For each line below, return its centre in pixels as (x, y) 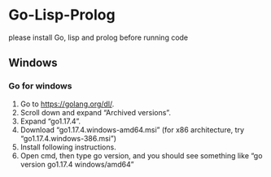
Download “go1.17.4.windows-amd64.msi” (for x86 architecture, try (132, 130)
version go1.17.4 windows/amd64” (77, 164)
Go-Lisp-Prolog (62, 15)
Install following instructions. (68, 147)
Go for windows (40, 86)
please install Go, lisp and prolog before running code (98, 37)
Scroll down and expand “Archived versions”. (95, 112)
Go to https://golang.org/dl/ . (67, 104)
